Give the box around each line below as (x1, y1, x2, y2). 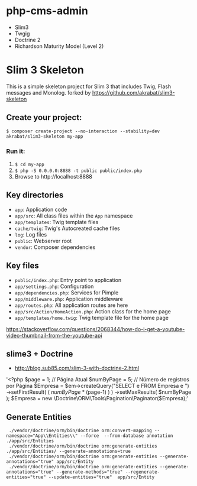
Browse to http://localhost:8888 (14, 173, 93, 180)
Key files (6, 261, 40, 271)
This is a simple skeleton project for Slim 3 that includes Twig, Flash (6, 83, 172, 90)
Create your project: (6, 112, 82, 122)
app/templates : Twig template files (14, 218, 99, 225)
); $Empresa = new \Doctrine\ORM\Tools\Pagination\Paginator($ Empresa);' (6, 395, 189, 402)
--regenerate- (125, 469, 160, 475)
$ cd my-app (14, 161, 44, 167)
